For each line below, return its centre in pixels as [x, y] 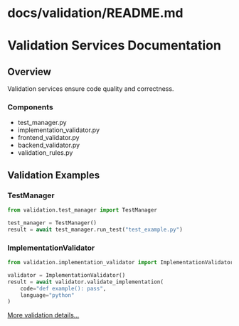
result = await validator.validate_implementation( [85, 282]
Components [30, 107]
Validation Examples [54, 175]
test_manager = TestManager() [52, 223]
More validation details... [43, 315]
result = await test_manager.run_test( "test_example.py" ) [95, 229]
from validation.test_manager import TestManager [83, 210]
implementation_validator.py [59, 130]
